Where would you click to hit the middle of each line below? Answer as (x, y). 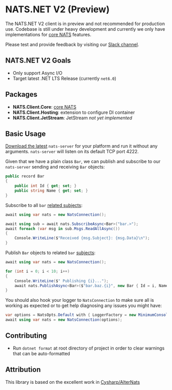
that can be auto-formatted (41, 353)
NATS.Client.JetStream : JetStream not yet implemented (72, 118)
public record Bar (25, 176)
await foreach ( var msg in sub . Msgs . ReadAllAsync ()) (63, 229)
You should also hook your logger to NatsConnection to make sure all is (80, 300)
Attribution (23, 370)
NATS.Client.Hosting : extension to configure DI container (74, 112)
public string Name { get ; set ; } (51, 191)
